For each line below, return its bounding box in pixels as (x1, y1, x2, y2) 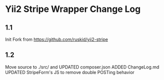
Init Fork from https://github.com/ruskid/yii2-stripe (5, 36, 108, 42)
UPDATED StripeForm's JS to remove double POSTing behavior (5, 69, 135, 75)
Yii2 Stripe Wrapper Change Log (5, 3, 141, 15)
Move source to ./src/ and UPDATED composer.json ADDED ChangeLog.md (5, 64, 160, 70)
